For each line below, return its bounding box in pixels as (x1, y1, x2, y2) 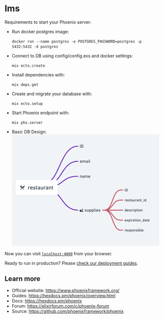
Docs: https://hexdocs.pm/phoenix (11, 298, 82, 304)
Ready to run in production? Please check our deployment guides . (4, 260, 138, 266)
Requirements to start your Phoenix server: (4, 19, 92, 25)
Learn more (4, 274, 41, 283)
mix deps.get (11, 82, 39, 87)
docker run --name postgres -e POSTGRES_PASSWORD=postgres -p (11, 39, 142, 44)
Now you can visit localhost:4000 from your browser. (4, 251, 112, 257)
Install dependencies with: (11, 72, 65, 77)
